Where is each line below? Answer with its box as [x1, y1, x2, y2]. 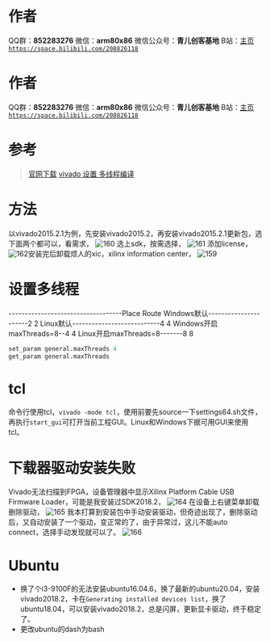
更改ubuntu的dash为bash [19, 624, 105, 635]
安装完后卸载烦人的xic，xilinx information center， [27, 248, 196, 259]
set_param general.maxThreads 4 [8, 344, 117, 352]
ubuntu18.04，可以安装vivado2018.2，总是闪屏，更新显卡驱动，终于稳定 [19, 604, 262, 614]
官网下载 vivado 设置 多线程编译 [27, 169, 135, 179]
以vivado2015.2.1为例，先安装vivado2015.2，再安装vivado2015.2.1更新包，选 [8, 228, 263, 238]
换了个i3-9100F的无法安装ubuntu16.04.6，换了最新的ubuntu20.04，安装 [19, 584, 260, 594]
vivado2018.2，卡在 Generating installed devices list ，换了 [19, 594, 226, 604]
